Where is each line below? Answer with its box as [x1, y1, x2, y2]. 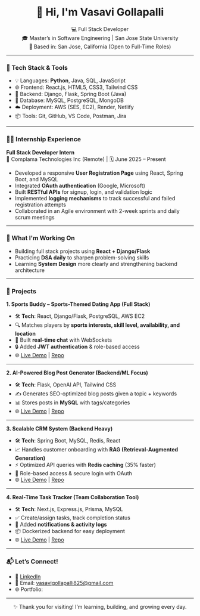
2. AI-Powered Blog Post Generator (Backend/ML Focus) [6, 369, 149, 376]
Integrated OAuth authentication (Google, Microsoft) [14, 182, 146, 189]
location [14, 330, 36, 338]
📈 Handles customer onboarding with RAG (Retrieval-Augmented [14, 446, 179, 453]
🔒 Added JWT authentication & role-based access [14, 343, 140, 351]
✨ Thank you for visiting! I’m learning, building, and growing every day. [13, 603, 187, 611]
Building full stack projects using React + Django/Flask [14, 247, 151, 255]
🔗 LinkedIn [14, 573, 41, 580]
